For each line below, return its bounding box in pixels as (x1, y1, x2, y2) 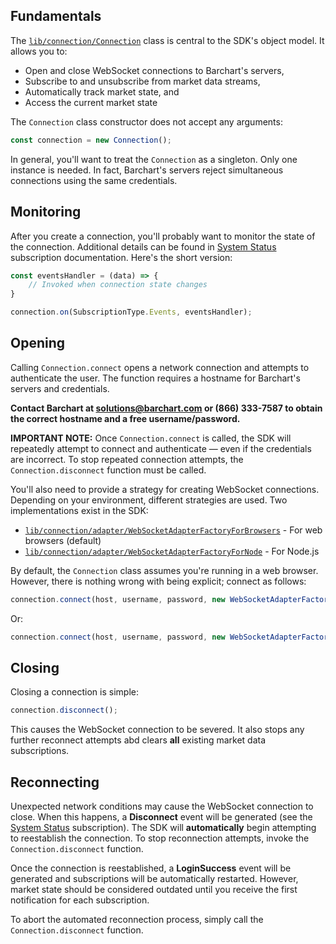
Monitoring (10, 204, 82, 221)
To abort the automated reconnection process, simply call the (10, 914, 264, 926)
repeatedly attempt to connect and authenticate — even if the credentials (10, 442, 312, 454)
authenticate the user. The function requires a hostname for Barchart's (10, 372, 301, 384)
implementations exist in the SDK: (10, 504, 149, 516)
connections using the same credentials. (10, 174, 178, 186)
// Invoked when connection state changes (28, 280, 208, 290)
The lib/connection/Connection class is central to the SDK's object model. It (10, 34, 325, 46)
